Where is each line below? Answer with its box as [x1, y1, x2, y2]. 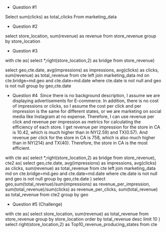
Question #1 [12, 4, 37, 10]
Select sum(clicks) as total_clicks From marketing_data [5, 14, 117, 19]
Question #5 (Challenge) [12, 201, 63, 207]
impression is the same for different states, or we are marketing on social [12, 109, 162, 114]
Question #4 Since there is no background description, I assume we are [12, 93, 160, 98]
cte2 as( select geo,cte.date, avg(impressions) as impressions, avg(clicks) [5, 160, 157, 166]
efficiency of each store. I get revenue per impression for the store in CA [12, 124, 161, 130]
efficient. [12, 145, 31, 151]
